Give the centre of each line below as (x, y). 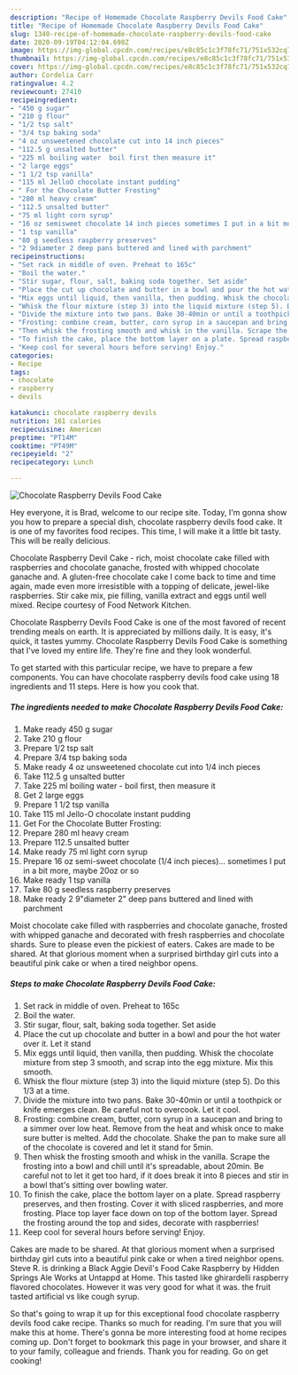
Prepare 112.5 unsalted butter (76, 842)
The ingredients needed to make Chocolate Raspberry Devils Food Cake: (147, 707)
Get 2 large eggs (53, 795)
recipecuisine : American (56, 429)
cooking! (26, 1360)
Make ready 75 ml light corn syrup (85, 852)
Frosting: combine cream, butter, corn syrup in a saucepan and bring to (153, 1119)
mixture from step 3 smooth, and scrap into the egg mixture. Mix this (148, 1062)
